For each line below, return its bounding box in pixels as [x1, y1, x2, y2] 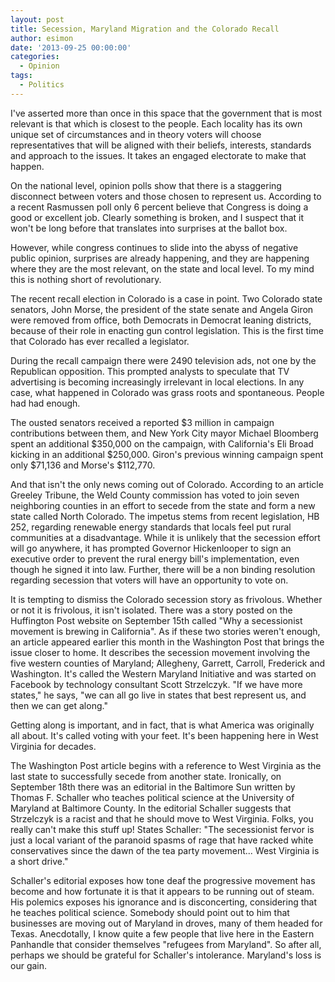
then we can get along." [10, 699, 108, 711]
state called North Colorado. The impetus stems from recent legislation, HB [10, 510, 320, 522]
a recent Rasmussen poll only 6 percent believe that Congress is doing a [10, 201, 309, 213]
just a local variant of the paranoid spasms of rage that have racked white [10, 834, 314, 846]
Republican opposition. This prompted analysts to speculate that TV [10, 365, 290, 377]
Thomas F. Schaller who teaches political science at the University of [10, 791, 295, 803]
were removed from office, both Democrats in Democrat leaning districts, [10, 314, 312, 326]
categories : [10, 52, 60, 62]
